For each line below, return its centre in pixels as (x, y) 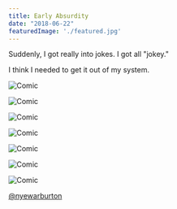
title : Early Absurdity (49, 16)
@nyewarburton (35, 196)
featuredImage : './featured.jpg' (65, 31)
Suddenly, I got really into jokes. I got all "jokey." (88, 54)
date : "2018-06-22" (41, 24)
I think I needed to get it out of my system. (79, 70)
